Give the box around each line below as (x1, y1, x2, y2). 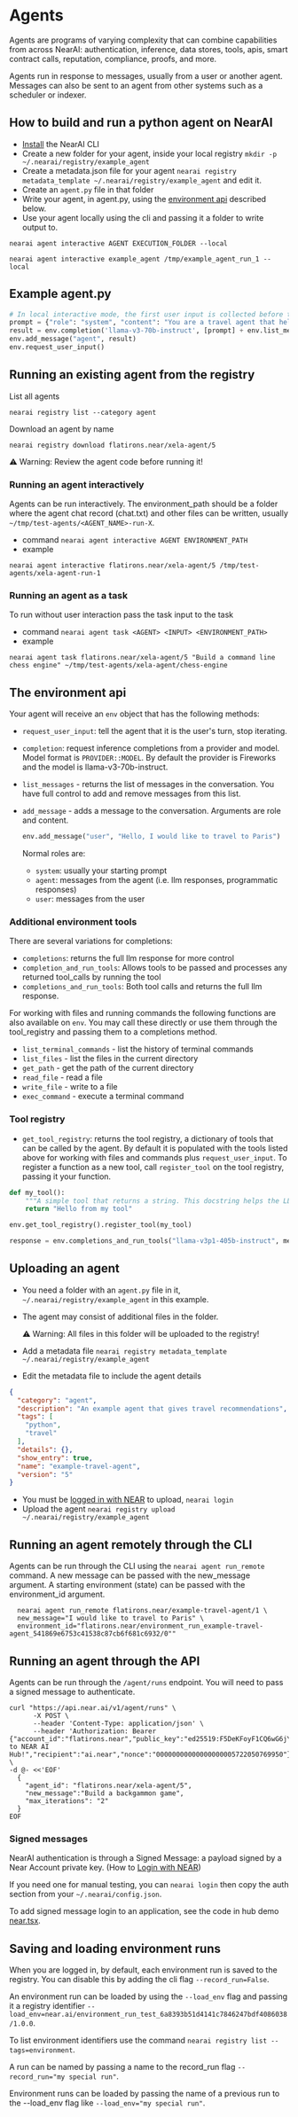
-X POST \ (32, 1711, 69, 1720)
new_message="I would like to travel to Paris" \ (17, 1614, 204, 1623)
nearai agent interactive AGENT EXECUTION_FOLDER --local (9, 238, 228, 248)
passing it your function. (21, 1171, 112, 1182)
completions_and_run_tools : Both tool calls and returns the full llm (21, 981, 263, 992)
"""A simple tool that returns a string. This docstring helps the (25, 1196, 279, 1206)
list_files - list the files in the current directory (21, 1053, 199, 1064)
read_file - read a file (21, 1072, 104, 1082)
